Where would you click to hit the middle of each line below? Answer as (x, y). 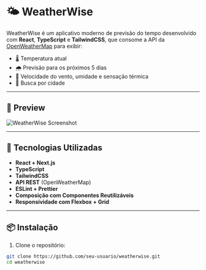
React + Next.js (35, 163)
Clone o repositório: (40, 245)
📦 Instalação (32, 227)
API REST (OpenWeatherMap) (53, 182)
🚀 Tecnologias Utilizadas (54, 148)
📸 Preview (26, 108)
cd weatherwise (26, 262)
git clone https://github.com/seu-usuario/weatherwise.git (83, 256)
